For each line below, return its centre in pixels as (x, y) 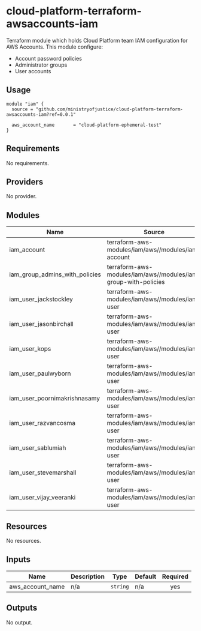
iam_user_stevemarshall (43, 472)
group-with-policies (136, 282)
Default (146, 576)
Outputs (22, 608)
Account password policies (48, 58)
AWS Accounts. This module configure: (55, 47)
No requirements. (28, 163)
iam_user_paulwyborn (40, 373)
